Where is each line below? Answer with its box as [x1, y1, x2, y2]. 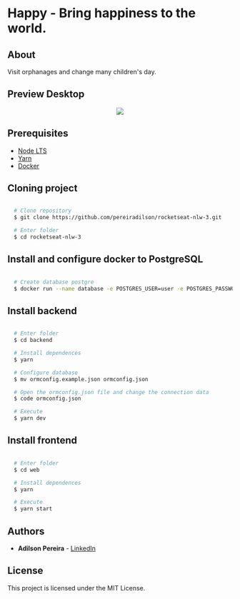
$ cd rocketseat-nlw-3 [14, 233, 81, 241]
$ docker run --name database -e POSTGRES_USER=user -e [14, 285, 184, 292]
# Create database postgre [14, 278, 94, 286]
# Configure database [14, 369, 79, 376]
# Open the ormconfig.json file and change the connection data [14, 388, 209, 396]
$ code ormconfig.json [14, 395, 81, 403]
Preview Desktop [7, 88, 85, 101]
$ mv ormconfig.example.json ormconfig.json [14, 376, 149, 383]
